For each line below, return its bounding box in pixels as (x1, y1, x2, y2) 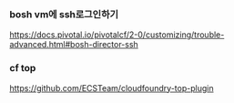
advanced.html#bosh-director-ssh (9, 39, 138, 50)
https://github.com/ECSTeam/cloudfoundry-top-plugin (9, 82, 214, 93)
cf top (9, 62, 36, 75)
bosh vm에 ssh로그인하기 (9, 7, 118, 20)
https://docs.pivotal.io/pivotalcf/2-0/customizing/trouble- (9, 29, 225, 40)
